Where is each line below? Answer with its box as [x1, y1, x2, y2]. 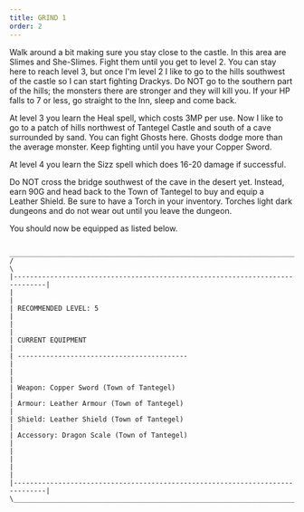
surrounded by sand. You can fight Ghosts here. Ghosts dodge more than [9, 131, 283, 142]
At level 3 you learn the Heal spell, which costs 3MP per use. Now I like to [9, 112, 283, 123]
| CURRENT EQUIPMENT [9, 335, 88, 344]
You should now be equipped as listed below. [9, 223, 178, 234]
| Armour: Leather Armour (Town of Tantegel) [9, 399, 184, 408]
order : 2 [9, 22, 43, 31]
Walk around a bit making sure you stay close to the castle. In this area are [9, 46, 287, 57]
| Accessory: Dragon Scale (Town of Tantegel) [9, 430, 188, 440]
